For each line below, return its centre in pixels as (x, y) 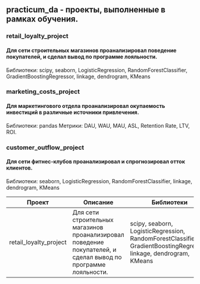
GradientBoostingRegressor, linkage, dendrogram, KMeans (78, 76)
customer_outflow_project (45, 147)
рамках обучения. (42, 19)
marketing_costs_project (43, 92)
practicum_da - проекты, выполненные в (86, 10)
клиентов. (19, 168)
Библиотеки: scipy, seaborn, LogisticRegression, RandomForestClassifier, (97, 70)
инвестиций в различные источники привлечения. (73, 112)
